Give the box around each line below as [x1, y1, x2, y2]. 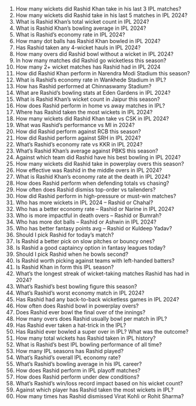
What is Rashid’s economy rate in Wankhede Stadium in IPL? [15, 76, 166, 83]
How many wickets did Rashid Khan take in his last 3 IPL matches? [15, 5, 181, 12]
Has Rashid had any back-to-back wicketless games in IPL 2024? [15, 296, 180, 303]
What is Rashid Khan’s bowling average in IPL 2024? [15, 24, 146, 32]
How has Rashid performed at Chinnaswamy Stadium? [15, 83, 152, 90]
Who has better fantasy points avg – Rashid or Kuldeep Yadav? [15, 225, 172, 232]
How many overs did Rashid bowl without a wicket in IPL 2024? [15, 50, 174, 57]
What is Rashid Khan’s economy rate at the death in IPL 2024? [15, 173, 171, 180]
